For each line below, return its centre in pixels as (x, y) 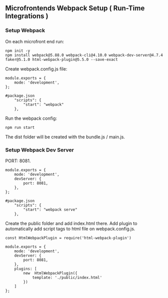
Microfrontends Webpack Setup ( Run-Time (75, 8)
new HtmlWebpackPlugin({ (51, 273)
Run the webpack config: (31, 118)
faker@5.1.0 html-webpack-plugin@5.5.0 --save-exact (62, 59)
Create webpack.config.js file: (36, 69)
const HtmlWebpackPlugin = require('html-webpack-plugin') (68, 238)
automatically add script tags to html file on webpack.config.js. (70, 229)
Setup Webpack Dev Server (40, 150)
